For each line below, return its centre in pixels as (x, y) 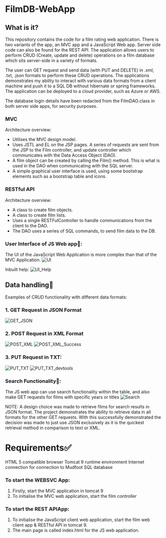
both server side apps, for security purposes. (51, 106)
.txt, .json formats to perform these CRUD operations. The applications (77, 75)
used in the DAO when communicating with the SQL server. (73, 166)
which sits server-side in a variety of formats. (52, 60)
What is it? (22, 28)
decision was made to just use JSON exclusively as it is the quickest (75, 422)
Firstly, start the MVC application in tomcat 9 (58, 491)
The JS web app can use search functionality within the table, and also (78, 391)
